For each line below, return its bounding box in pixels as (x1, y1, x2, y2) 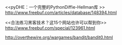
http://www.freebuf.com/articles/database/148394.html (5, 10, 117, 15)
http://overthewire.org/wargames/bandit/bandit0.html (5, 34, 113, 40)
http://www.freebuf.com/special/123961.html (5, 25, 96, 30)
